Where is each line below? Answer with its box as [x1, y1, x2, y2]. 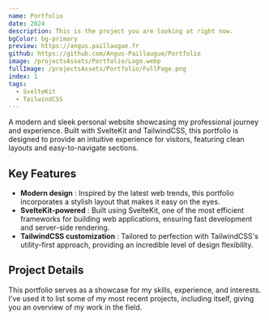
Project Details [8, 263, 84, 277]
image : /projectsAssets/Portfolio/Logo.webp [8, 58, 161, 66]
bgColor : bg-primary [8, 34, 79, 43]
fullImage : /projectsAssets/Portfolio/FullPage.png [8, 65, 186, 73]
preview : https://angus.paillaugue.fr [8, 42, 139, 50]
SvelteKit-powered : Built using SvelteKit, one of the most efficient [19, 205, 245, 215]
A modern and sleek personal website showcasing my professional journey [8, 117, 259, 127]
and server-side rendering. [19, 223, 110, 232]
